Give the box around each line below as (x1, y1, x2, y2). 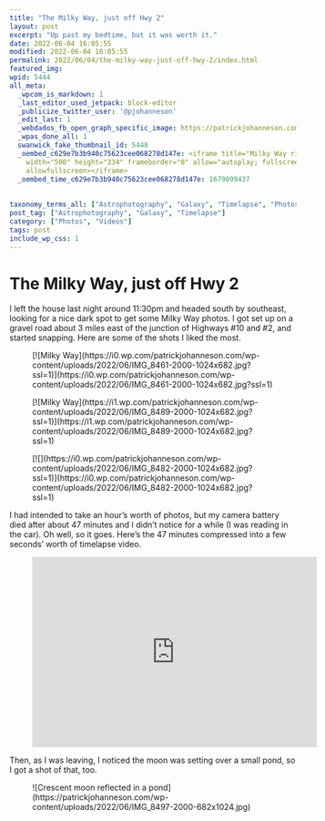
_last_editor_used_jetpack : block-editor (17, 98, 178, 108)
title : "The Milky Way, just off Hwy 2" (9, 13, 166, 23)
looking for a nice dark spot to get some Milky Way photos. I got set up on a (9, 313, 294, 324)
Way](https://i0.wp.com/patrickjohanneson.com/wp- (62, 350, 260, 361)
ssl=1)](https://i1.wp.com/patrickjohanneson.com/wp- (32, 416, 234, 427)
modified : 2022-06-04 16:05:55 (9, 47, 128, 57)
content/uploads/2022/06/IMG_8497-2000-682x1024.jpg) (32, 802, 251, 813)
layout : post (9, 22, 59, 31)
